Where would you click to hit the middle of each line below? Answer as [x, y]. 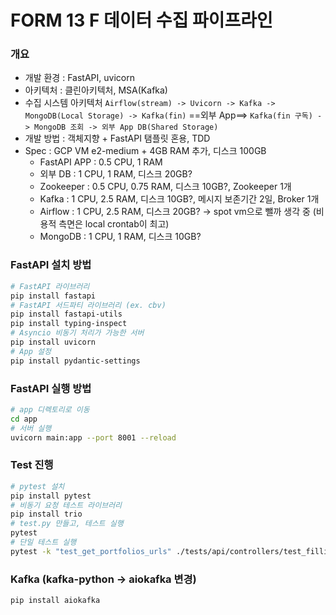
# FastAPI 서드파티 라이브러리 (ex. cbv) [88, 305]
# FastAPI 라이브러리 [50, 286]
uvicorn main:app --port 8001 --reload [93, 437]
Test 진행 [32, 465]
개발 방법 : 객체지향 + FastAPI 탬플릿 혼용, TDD [117, 138]
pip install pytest [51, 496]
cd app [24, 419]
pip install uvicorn [53, 342]
